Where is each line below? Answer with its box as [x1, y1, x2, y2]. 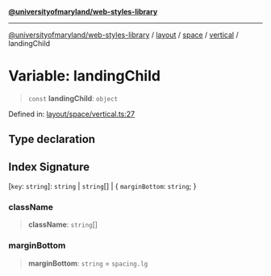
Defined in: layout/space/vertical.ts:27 [8, 109, 135, 119]
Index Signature [8, 160, 90, 174]
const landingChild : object [27, 93, 119, 103]
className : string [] [27, 220, 98, 229]
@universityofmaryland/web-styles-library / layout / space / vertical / [8, 30, 240, 40]
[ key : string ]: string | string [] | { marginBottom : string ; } [8, 182, 197, 191]
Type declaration [8, 132, 95, 146]
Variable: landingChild [8, 67, 161, 86]
